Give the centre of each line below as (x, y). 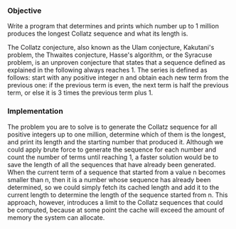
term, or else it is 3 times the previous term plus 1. (80, 93)
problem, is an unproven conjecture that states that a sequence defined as (117, 63)
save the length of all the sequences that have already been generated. (112, 164)
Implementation (36, 111)
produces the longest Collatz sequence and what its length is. (98, 33)
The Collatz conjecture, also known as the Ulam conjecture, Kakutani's (111, 48)
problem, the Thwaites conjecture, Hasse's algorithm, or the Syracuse (110, 55)
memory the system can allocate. (56, 217)
